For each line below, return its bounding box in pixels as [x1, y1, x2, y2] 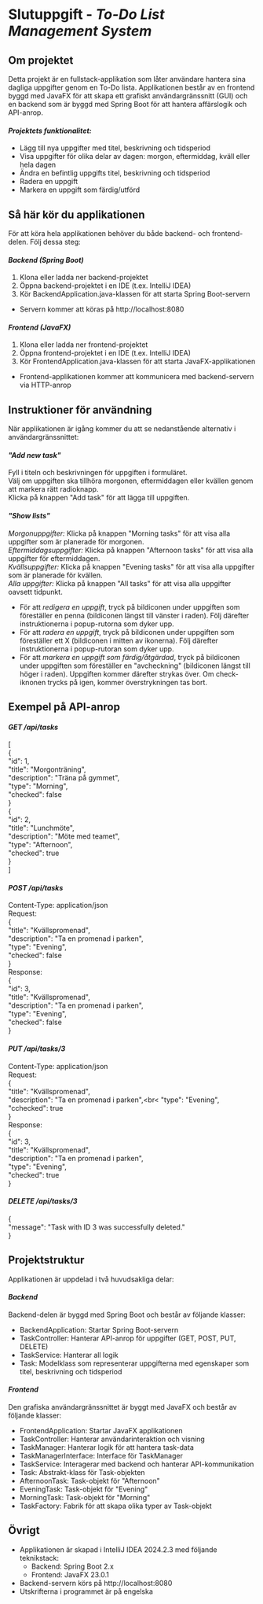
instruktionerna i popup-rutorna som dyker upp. [19, 619, 174, 629]
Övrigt [8, 1524, 41, 1537]
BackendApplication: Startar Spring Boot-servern [19, 1325, 179, 1334]
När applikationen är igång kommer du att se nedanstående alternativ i [8, 424, 236, 433]
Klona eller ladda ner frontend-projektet [19, 340, 148, 349]
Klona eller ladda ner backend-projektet [19, 273, 149, 282]
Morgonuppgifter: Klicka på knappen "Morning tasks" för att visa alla [8, 529, 231, 538]
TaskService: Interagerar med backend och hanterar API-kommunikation [19, 1459, 254, 1469]
